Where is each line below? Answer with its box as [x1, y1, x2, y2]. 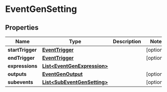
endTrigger [7, 55, 35, 61]
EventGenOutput [42, 71, 83, 78]
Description [112, 38, 142, 45]
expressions [7, 63, 38, 69]
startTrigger [7, 46, 37, 53]
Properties [5, 23, 39, 32]
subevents [7, 79, 33, 86]
